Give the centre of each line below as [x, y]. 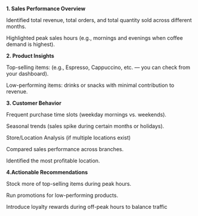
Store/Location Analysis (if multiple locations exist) [69, 137]
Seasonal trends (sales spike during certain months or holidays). [85, 126]
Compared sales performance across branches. [65, 149]
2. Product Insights [30, 56]
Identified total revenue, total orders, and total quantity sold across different [99, 20]
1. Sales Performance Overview [46, 9]
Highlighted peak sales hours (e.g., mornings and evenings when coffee [95, 38]
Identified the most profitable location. [53, 161]
